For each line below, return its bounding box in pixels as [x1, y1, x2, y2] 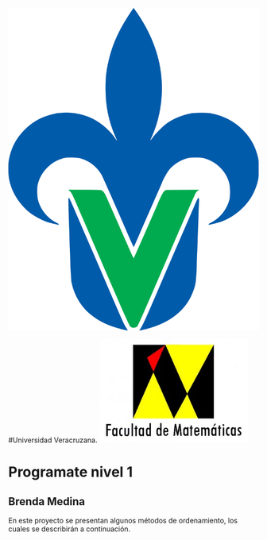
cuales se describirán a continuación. [8, 524, 131, 534]
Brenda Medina [8, 495, 86, 508]
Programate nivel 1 [8, 463, 133, 481]
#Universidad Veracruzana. [8, 435, 98, 445]
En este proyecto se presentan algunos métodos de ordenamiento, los [8, 516, 238, 526]
